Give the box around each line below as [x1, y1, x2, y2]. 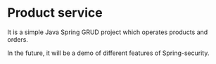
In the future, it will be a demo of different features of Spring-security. [7, 49, 210, 57]
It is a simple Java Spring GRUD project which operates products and [7, 28, 208, 36]
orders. [7, 35, 28, 43]
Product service [7, 5, 103, 21]
